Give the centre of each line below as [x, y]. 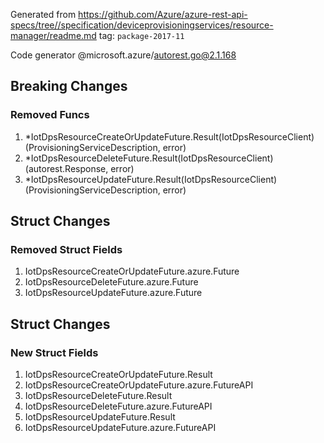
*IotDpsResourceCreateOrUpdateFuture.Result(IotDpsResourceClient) [169, 136]
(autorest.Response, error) [79, 168]
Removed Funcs [50, 115]
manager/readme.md [53, 35]
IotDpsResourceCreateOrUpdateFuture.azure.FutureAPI [139, 385]
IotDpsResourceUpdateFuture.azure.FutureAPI [120, 428]
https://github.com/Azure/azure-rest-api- [163, 14]
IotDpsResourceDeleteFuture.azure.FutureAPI [118, 406]
